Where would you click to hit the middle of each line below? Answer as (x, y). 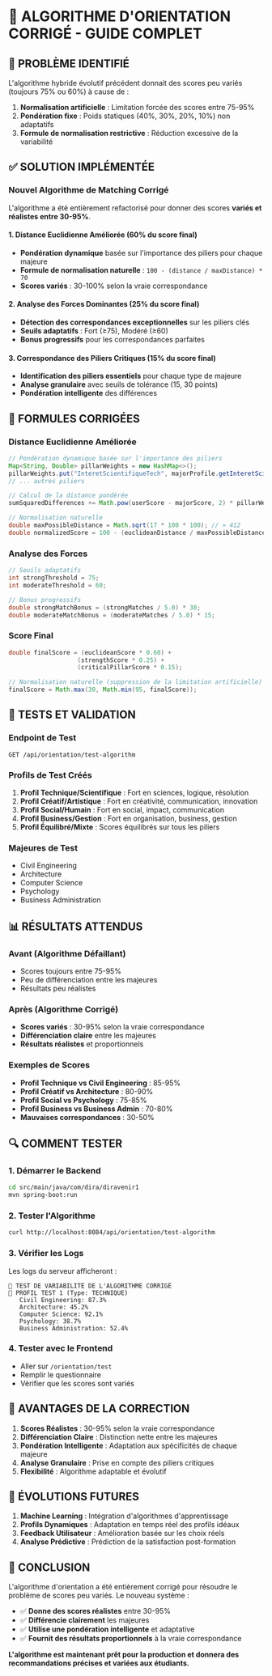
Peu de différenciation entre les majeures (89, 980)
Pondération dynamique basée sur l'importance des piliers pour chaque (141, 252)
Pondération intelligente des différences (89, 393)
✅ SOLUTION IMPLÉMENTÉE (82, 167)
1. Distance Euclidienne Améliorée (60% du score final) (103, 235)
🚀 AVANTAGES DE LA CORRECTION (99, 1409)
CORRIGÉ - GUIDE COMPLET (105, 34)
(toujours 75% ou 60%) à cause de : (69, 91)
